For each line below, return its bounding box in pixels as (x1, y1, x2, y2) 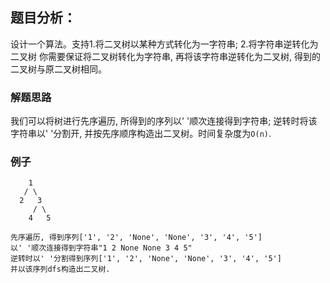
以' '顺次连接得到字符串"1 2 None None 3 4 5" (10, 243, 193, 253)
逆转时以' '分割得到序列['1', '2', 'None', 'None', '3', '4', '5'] (10, 254, 282, 264)
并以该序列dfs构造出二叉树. (10, 264, 111, 275)
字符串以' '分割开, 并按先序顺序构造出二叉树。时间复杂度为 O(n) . (10, 128, 272, 140)
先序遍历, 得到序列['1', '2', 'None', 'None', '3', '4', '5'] (10, 233, 263, 243)
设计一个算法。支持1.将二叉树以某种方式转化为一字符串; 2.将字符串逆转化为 (10, 38, 319, 50)
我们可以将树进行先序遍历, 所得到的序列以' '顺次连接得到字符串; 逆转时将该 (10, 115, 318, 127)
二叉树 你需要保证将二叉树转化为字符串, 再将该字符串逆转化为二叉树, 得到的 (10, 50, 321, 62)
